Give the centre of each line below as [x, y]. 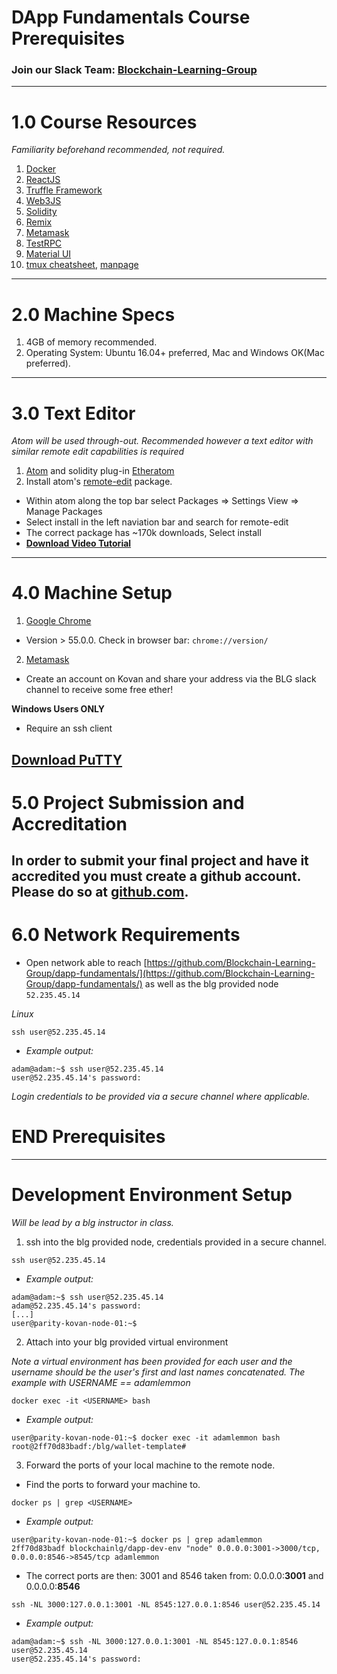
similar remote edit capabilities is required [98, 452]
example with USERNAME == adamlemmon [101, 1383]
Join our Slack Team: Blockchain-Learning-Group [134, 70]
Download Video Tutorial [78, 543]
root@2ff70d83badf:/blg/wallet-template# [99, 1447]
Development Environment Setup [152, 1195]
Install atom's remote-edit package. [99, 482]
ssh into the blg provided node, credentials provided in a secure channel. [176, 1242]
